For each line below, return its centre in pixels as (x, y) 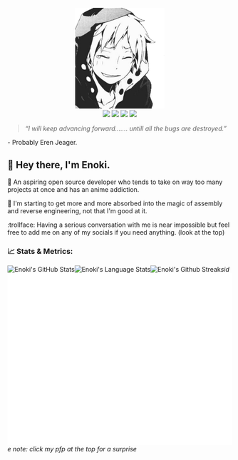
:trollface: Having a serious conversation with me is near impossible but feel (119, 225)
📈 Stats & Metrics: (40, 251)
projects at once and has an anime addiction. (73, 189)
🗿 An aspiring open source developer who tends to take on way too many (115, 182)
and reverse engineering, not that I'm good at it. (77, 210)
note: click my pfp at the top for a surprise (75, 449)
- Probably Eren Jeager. (42, 143)
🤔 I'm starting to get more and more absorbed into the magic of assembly (115, 203)
